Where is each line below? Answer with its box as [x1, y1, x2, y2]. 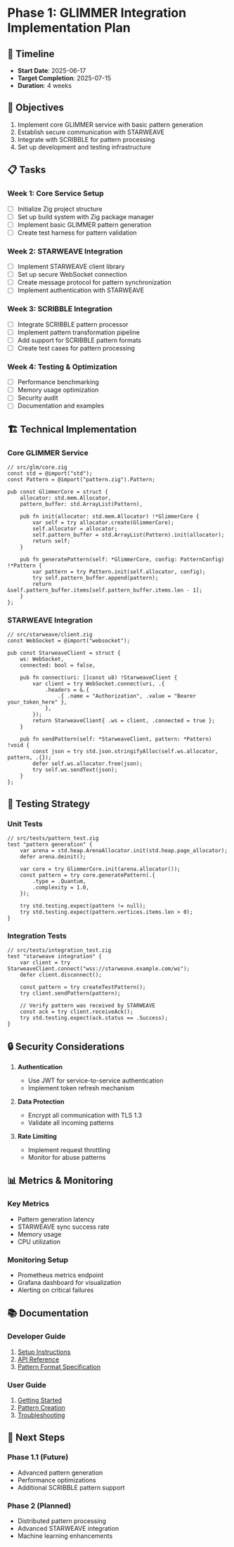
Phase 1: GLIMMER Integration [7, 5, 187, 21]
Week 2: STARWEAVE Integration [7, 246, 123, 256]
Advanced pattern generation [17, 1468, 103, 1477]
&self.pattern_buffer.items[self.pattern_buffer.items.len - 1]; [7, 587, 202, 594]
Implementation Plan [7, 20, 131, 36]
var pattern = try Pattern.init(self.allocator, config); [32, 568, 206, 575]
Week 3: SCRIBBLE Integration [7, 304, 113, 314]
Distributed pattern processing [17, 1517, 107, 1525]
